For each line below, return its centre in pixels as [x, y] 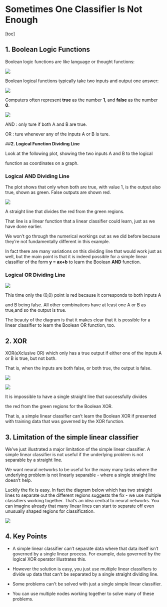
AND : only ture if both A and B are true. [46, 124]
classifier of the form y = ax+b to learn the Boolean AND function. [73, 262]
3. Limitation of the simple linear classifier [72, 437]
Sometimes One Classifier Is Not [74, 9]
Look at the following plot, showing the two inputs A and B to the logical [79, 153]
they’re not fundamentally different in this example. [57, 242]
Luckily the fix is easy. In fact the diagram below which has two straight [79, 490]
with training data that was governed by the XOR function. [65, 422]
